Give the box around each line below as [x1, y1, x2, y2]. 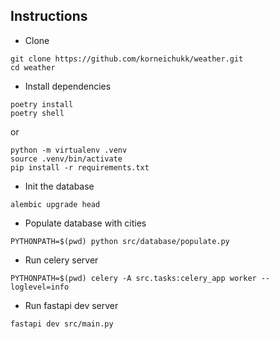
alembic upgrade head [10, 199, 101, 209]
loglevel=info [10, 282, 70, 292]
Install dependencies [24, 80, 112, 92]
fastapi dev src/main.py [10, 319, 114, 329]
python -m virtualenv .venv [10, 145, 128, 155]
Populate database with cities [24, 217, 147, 229]
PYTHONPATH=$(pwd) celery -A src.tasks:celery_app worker [10, 273, 257, 283]
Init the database [24, 180, 95, 192]
